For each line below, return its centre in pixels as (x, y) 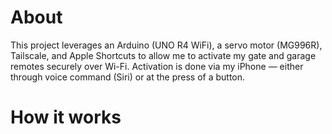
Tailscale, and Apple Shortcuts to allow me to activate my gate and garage (163, 55)
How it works (66, 117)
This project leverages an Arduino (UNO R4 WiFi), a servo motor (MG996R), (166, 45)
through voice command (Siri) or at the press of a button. (128, 77)
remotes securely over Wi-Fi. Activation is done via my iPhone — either (157, 66)
